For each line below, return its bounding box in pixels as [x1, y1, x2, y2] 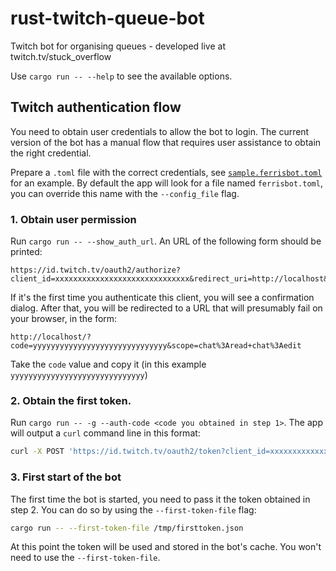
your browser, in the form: [10, 313, 118, 325]
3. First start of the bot [10, 470, 122, 484]
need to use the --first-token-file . [10, 552, 161, 564]
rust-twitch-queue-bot [10, 7, 205, 30]
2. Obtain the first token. [10, 393, 132, 407]
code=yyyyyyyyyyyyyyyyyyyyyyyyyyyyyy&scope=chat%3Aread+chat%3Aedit [10, 341, 302, 351]
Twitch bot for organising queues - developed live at [10, 40, 226, 52]
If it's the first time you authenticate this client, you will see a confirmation [10, 292, 315, 304]
